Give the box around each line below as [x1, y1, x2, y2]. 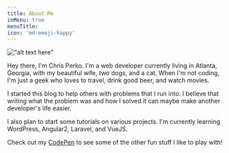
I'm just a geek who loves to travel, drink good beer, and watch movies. [7, 76, 210, 85]
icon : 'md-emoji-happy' [7, 29, 76, 37]
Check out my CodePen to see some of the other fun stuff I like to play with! [7, 139, 223, 147]
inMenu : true [7, 17, 45, 23]
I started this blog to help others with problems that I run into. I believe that [7, 90, 219, 98]
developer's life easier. [7, 104, 72, 112]
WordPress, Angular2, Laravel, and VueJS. [7, 125, 128, 133]
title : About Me [7, 10, 54, 17]
